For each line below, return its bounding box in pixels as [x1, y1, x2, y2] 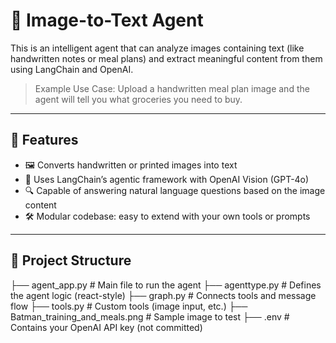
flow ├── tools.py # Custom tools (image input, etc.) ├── [10, 300, 248, 312]
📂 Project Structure [10, 252, 132, 269]
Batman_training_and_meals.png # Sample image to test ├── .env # [10, 310, 290, 323]
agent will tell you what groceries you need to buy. [34, 93, 243, 105]
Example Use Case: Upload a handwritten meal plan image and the [34, 82, 310, 94]
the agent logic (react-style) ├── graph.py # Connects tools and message [10, 289, 317, 301]
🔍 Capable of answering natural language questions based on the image [24, 184, 326, 196]
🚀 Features [10, 132, 79, 149]
